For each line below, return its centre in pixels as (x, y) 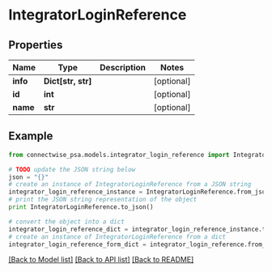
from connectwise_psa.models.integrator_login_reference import (119, 155)
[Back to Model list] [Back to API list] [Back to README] (101, 260)
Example (31, 136)
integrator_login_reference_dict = (68, 229)
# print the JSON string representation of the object (103, 200)
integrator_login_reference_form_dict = (78, 244)
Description (123, 68)
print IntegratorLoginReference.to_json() (81, 207)
